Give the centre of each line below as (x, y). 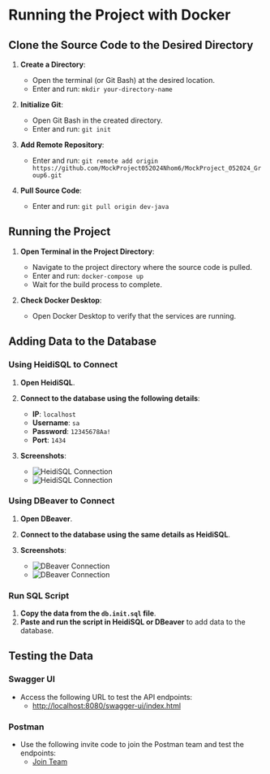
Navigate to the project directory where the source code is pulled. (142, 267)
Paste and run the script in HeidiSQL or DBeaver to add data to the (133, 622)
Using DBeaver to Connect (62, 501)
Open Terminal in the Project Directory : (87, 251)
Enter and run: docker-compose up (88, 276)
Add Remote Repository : (62, 145)
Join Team (49, 762)
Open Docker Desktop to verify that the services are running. (134, 315)
